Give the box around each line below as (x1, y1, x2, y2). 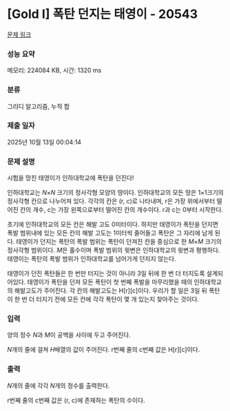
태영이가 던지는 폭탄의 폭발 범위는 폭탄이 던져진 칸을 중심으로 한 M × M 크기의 (16, 238, 222, 246)
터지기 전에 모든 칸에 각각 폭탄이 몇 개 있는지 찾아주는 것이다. (36, 295, 200, 304)
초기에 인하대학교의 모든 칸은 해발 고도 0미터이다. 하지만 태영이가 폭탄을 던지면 (7, 220, 219, 229)
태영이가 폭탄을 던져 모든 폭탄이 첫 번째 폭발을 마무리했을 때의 (27, 278, 193, 286)
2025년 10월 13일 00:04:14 (7, 138, 81, 146)
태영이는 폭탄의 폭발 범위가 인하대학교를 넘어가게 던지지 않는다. (7, 255, 177, 263)
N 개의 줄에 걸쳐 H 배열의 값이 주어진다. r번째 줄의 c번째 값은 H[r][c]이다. (7, 346, 200, 354)
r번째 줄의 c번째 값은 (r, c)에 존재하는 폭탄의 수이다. (7, 396, 146, 404)
